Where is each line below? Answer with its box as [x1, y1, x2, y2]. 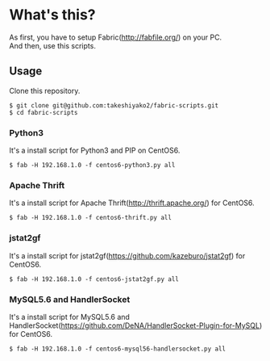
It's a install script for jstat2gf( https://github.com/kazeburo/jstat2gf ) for [9, 250, 246, 260]
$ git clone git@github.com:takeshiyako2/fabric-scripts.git [9, 101, 219, 110]
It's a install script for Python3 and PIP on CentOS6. [9, 145, 181, 155]
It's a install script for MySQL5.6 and [9, 312, 130, 321]
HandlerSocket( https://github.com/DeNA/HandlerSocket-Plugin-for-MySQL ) [9, 321, 263, 330]
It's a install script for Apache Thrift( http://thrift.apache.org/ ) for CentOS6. [9, 198, 255, 208]
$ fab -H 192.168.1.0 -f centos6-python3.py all [9, 162, 176, 170]
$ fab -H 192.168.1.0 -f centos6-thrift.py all [9, 214, 172, 222]
